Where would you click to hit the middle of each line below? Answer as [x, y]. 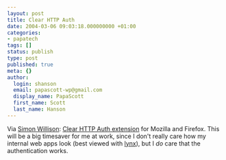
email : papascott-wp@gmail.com [58, 90]
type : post [23, 58]
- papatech [23, 39]
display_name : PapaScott [49, 97]
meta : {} [20, 71]
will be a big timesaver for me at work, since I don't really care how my [107, 136]
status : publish [30, 52]
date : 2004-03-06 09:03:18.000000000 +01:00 [72, 26]
